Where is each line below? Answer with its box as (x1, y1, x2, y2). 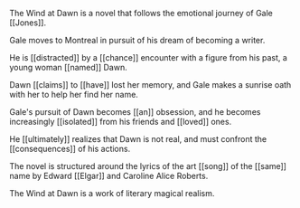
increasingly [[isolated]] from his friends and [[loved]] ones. (9, 117, 232, 127)
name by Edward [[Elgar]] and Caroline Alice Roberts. (9, 171, 209, 181)
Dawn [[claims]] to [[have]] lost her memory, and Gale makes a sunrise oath (9, 80, 292, 90)
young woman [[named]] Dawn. (9, 62, 128, 72)
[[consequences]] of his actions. (9, 144, 131, 154)
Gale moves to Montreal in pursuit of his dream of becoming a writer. (9, 35, 266, 45)
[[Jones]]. (9, 17, 47, 28)
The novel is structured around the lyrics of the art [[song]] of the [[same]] (9, 161, 287, 171)
